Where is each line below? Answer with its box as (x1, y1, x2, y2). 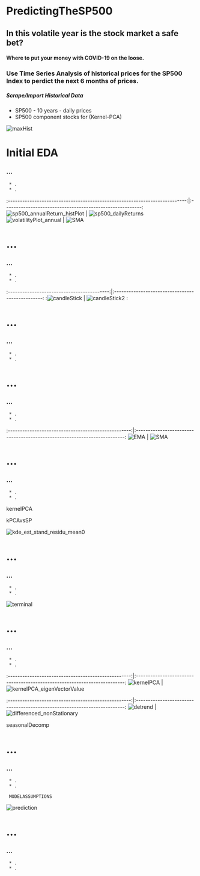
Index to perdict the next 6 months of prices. (6, 77, 139, 85)
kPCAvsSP (6, 517, 32, 524)
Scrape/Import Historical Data (6, 91, 83, 99)
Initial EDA (6, 146, 59, 160)
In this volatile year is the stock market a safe (6, 28, 179, 39)
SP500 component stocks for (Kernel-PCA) (14, 113, 122, 121)
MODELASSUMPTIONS (8, 793, 52, 800)
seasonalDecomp (6, 721, 50, 729)
